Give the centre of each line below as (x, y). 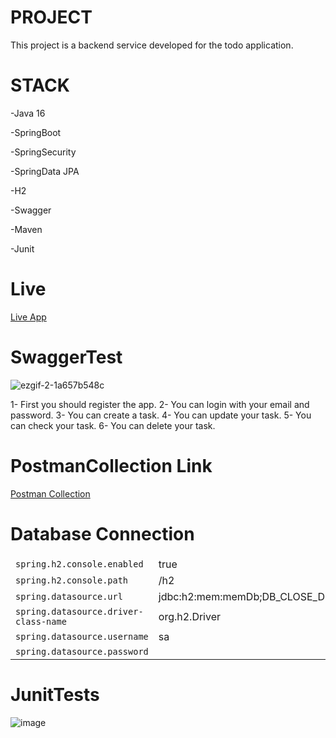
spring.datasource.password (82, 652)
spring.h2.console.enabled (79, 564)
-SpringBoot (36, 132)
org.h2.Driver (190, 617)
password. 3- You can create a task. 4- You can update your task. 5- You (161, 415)
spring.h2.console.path (72, 580)
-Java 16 (28, 113)
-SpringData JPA (45, 171)
